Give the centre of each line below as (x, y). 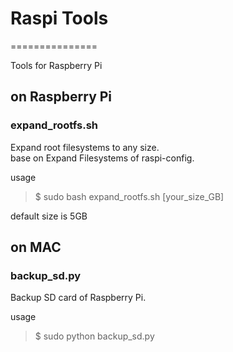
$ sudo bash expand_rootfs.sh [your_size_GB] (129, 196)
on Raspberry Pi (61, 97)
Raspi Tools (59, 18)
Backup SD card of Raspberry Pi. (78, 298)
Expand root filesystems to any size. (85, 147)
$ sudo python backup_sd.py (94, 336)
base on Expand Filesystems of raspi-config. (102, 158)
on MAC (36, 247)
